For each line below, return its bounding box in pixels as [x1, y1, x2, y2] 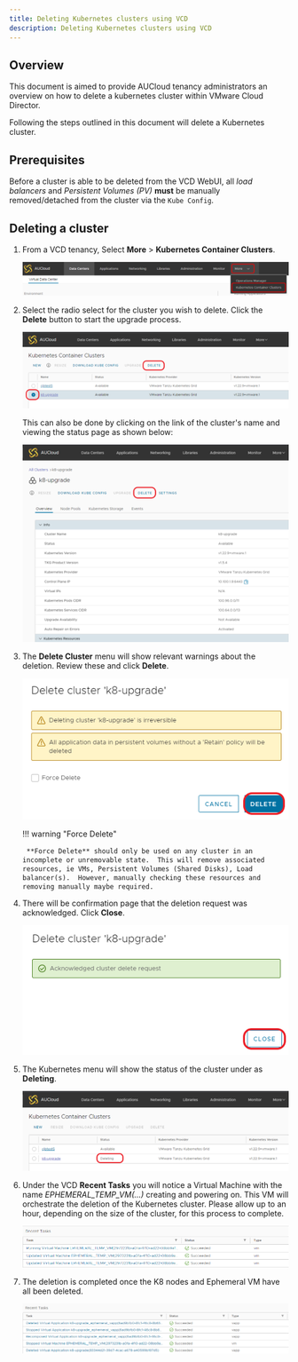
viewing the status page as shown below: [21, 426, 174, 437]
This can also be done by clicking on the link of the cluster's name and [21, 417, 281, 428]
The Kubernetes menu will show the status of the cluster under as [21, 1064, 263, 1074]
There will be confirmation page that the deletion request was [21, 898, 248, 909]
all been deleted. [21, 1286, 83, 1296]
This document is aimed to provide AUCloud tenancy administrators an [9, 81, 268, 92]
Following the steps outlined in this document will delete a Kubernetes [9, 117, 265, 128]
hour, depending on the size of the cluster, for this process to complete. [21, 1208, 285, 1218]
